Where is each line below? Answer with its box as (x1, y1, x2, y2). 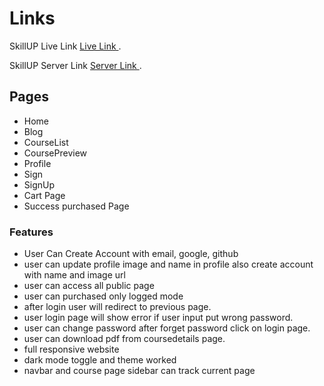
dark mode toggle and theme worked (23, 354, 177, 366)
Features (9, 225, 54, 239)
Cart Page (23, 189, 66, 201)
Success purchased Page (23, 200, 130, 212)
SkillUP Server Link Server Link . (9, 59, 142, 71)
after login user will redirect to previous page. (23, 301, 212, 313)
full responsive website (23, 343, 120, 356)
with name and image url (23, 269, 126, 281)
